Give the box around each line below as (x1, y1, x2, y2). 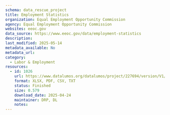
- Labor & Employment (10, 60, 56, 65)
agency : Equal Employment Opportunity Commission (5, 21, 112, 27)
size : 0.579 (14, 88, 39, 93)
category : (5, 54, 26, 60)
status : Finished (14, 83, 51, 88)
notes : (14, 102, 28, 107)
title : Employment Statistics (5, 12, 69, 17)
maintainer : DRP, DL (14, 97, 58, 102)
